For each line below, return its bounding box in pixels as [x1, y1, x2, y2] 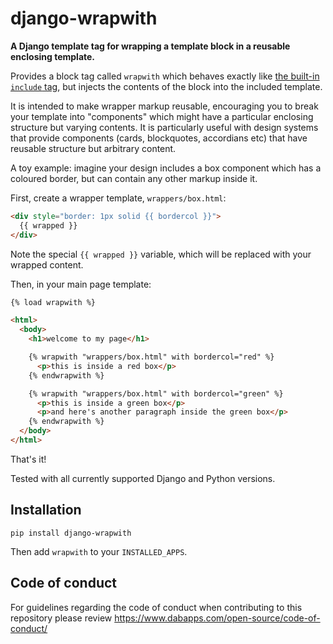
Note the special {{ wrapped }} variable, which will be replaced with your [10, 248, 312, 260]
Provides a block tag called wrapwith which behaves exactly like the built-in [10, 70, 320, 82]
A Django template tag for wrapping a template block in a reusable [10, 40, 291, 52]
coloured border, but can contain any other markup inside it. [10, 172, 258, 184]
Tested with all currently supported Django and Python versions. [10, 472, 276, 484]
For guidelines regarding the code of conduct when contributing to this [10, 601, 303, 613]
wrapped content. [10, 258, 84, 271]
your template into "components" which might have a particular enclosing [10, 110, 314, 122]
